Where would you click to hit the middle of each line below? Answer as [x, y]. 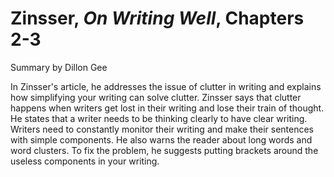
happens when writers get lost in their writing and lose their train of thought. [167, 108]
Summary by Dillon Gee [59, 67]
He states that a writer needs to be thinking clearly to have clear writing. [159, 118]
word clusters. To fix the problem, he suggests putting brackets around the [164, 150]
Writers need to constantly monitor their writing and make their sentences [162, 129]
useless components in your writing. [85, 161]
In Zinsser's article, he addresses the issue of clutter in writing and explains [166, 86]
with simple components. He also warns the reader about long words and [161, 139]
